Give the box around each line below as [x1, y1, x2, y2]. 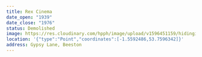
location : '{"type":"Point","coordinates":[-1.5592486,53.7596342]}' [6, 36, 185, 42]
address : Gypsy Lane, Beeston [6, 42, 82, 48]
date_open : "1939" [6, 14, 52, 20]
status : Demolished [6, 25, 55, 31]
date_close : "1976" [6, 20, 55, 26]
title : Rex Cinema [6, 8, 52, 15]
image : [6, 31, 23, 37]
